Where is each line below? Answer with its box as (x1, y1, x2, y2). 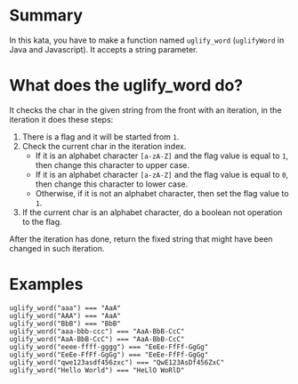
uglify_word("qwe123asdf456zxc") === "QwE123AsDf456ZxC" (9, 357, 225, 367)
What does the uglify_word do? (9, 76, 243, 96)
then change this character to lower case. (35, 179, 189, 189)
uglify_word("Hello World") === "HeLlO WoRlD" (9, 365, 185, 374)
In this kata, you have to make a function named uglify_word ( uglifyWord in (9, 35, 285, 45)
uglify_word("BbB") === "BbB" (9, 319, 122, 328)
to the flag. (21, 216, 62, 227)
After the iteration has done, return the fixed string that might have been (9, 233, 273, 244)
